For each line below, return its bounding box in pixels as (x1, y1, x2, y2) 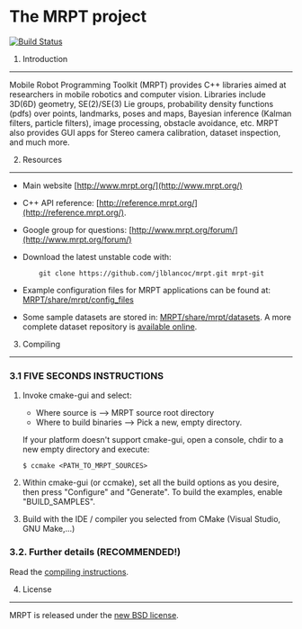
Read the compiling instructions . (9, 566, 129, 577)
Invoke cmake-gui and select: (22, 390, 132, 401)
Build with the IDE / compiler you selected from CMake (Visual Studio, (22, 514, 281, 525)
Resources (22, 154, 63, 165)
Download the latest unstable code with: (22, 251, 173, 262)
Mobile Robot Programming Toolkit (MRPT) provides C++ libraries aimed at (9, 79, 287, 90)
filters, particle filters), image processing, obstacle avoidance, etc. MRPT (9, 117, 280, 128)
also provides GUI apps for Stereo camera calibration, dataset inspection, (9, 127, 281, 138)
